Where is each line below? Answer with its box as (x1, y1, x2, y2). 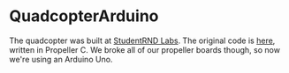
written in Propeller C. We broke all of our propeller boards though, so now (9, 44, 281, 55)
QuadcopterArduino (9, 6, 159, 26)
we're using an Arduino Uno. (9, 54, 113, 64)
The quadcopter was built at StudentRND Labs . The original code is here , (9, 35, 276, 46)
